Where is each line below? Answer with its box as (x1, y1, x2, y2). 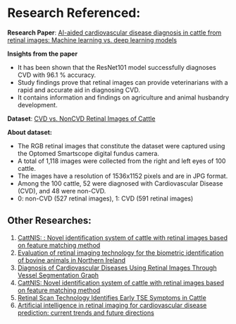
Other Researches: (7, 215, 92, 227)
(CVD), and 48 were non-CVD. (17, 186, 106, 195)
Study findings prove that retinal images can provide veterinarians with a (17, 78, 228, 86)
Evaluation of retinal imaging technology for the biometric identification (17, 248, 224, 257)
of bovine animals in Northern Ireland (17, 256, 125, 264)
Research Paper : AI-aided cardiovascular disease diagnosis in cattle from (7, 28, 222, 37)
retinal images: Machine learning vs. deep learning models (7, 35, 178, 44)
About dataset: (7, 128, 53, 136)
